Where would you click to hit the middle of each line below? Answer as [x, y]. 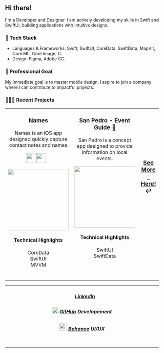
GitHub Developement [86, 312]
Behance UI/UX [86, 329]
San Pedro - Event [105, 120]
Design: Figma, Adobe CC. [39, 59]
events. [105, 158]
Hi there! [19, 8]
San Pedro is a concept [105, 140]
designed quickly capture [38, 139]
